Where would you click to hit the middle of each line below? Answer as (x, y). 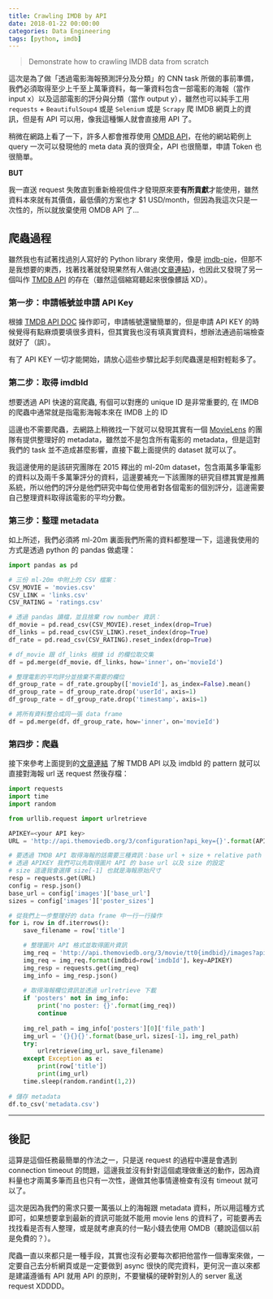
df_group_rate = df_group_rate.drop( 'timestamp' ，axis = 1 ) (108, 700)
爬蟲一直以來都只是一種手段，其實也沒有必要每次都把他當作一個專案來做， (133, 1256)
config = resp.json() (45, 886)
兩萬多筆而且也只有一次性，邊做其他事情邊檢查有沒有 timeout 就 (144, 1180)
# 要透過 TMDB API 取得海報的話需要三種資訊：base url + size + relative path (135, 856)
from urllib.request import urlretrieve (78, 819)
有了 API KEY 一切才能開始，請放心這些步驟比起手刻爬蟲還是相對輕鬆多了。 (134, 359)
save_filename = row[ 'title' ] (74, 931)
